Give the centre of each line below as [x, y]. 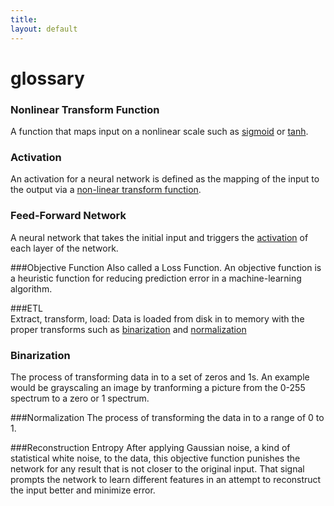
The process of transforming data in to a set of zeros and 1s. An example [160, 377]
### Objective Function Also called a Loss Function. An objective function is [166, 267]
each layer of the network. [64, 248]
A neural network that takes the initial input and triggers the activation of [159, 237]
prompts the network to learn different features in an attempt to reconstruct [166, 479]
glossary [47, 78]
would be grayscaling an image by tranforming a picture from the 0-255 [158, 387]
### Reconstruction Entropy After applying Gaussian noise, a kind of [150, 447]
